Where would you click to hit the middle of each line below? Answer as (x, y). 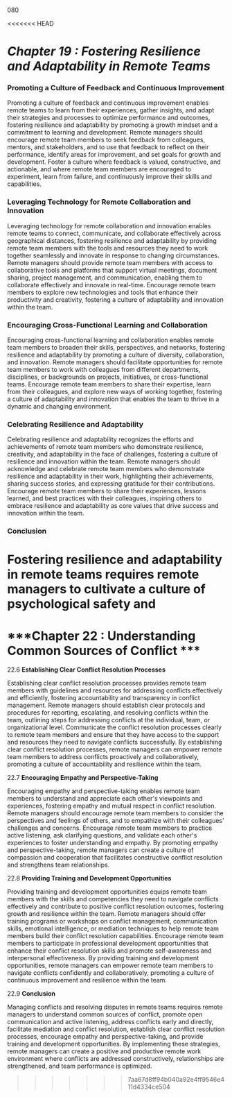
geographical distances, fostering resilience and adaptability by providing (112, 240)
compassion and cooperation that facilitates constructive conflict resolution (115, 858)
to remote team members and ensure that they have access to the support (113, 735)
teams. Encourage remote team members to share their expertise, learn (109, 384)
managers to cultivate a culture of (106, 589)
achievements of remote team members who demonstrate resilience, (106, 447)
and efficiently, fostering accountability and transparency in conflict (104, 698)
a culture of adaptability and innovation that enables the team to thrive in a (113, 399)
